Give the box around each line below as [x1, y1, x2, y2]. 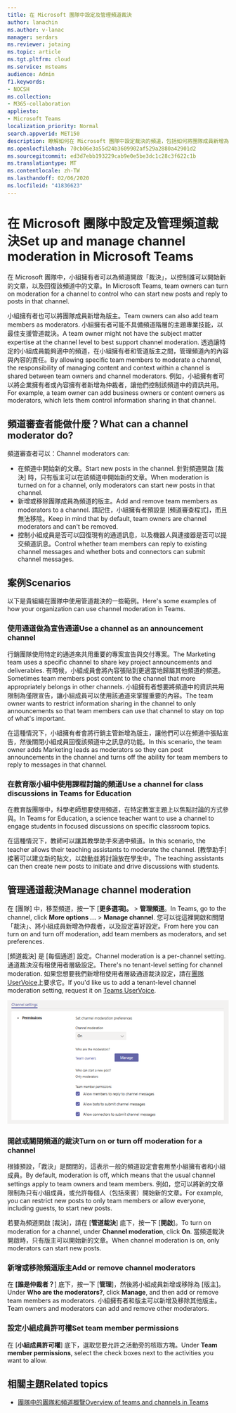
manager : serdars [7, 34, 58, 41]
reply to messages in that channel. [7, 760, 107, 769]
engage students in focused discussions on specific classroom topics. [7, 822, 211, 830]
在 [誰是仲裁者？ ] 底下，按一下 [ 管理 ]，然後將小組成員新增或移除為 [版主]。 [7, 1280, 225, 1288]
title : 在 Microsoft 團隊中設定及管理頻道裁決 [7, 11, 132, 18]
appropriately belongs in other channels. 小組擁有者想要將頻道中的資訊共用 [7, 682, 225, 691]
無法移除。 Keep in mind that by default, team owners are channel [17, 514, 207, 522]
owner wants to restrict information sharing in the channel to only [7, 699, 197, 708]
